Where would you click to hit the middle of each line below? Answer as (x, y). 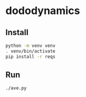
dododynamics (43, 11)
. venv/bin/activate (31, 51)
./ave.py (16, 88)
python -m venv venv (31, 46)
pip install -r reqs (31, 57)
